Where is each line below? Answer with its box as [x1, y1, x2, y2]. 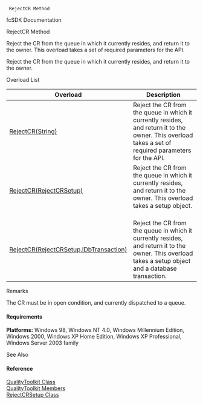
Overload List [6, 76, 40, 83]
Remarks [6, 288, 28, 294]
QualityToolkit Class [6, 379, 56, 386]
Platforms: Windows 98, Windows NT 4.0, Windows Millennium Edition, [6, 326, 185, 334]
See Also [6, 351, 29, 359]
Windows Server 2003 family [6, 339, 79, 346]
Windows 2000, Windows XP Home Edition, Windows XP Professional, [6, 333, 182, 340]
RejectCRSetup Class [6, 391, 59, 399]
